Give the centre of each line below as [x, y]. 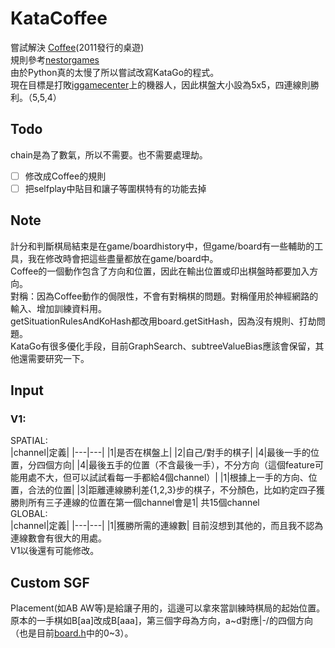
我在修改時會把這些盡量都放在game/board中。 [123, 258]
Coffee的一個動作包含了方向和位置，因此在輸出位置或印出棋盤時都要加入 [160, 271]
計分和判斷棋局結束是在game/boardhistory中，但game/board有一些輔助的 [162, 246]
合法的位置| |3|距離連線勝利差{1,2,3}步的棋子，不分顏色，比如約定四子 [172, 490]
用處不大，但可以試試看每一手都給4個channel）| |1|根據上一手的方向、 [163, 478]
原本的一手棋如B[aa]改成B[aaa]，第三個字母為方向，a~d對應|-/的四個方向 [161, 621]
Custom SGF [50, 582]
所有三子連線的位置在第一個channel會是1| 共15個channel [143, 503]
